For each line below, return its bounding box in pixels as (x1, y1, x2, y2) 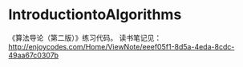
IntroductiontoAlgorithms (8, 6, 182, 24)
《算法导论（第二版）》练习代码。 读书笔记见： (8, 33, 162, 42)
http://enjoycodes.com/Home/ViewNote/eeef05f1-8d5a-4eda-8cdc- (8, 41, 235, 51)
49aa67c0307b (8, 50, 59, 60)
